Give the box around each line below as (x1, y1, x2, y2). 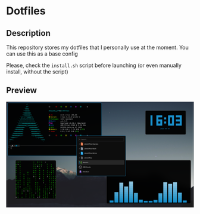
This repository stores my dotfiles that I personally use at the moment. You (6, 44, 189, 51)
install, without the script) (6, 68, 68, 75)
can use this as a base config (6, 50, 79, 57)
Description (6, 28, 51, 38)
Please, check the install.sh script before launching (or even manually (6, 62, 182, 69)
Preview (6, 85, 37, 96)
